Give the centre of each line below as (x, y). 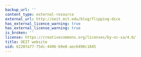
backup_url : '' (21, 10)
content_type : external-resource (40, 14)
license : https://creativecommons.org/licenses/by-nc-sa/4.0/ (70, 38)
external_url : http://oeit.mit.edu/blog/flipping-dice (63, 19)
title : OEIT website (26, 42)
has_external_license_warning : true (43, 28)
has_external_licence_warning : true (43, 24)
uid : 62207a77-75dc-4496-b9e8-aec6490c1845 (51, 47)
